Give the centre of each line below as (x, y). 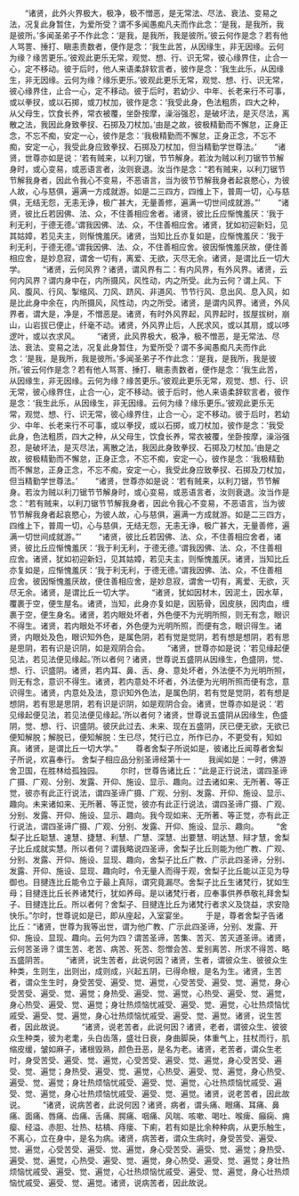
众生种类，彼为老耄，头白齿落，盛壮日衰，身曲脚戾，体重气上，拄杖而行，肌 (149, 1038)
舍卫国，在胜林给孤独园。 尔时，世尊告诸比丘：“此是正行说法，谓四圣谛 (149, 770)
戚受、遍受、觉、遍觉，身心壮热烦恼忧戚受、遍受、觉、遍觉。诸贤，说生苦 (145, 1016)
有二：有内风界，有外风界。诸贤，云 (222, 269)
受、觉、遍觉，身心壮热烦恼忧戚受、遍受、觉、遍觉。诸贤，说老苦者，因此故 (149, 1094)
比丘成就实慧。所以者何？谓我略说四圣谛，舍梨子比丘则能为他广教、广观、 (153, 848)
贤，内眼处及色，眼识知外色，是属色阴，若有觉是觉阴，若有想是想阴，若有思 (149, 637)
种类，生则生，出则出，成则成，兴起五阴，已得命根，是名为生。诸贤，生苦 (145, 971)
